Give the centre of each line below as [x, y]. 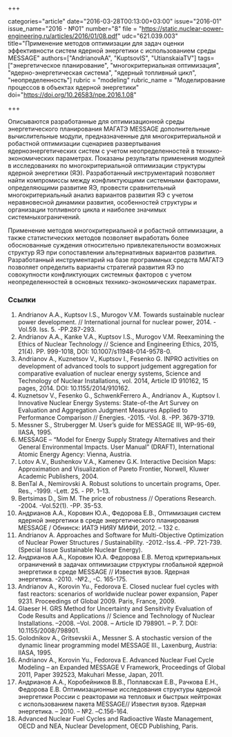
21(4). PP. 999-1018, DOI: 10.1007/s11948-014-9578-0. [95, 352]
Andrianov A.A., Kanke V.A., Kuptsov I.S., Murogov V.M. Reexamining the [121, 337]
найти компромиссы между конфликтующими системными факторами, [114, 180]
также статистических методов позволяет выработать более [98, 238]
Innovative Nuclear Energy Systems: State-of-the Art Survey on [108, 403]
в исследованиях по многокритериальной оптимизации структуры [107, 166]
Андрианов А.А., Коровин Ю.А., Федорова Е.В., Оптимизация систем [119, 513]
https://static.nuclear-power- [182, 29]
